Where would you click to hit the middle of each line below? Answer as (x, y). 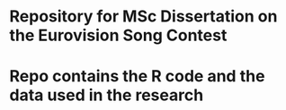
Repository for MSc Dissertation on (143, 17)
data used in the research (107, 95)
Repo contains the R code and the (137, 76)
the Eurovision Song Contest (118, 35)
